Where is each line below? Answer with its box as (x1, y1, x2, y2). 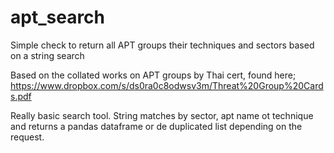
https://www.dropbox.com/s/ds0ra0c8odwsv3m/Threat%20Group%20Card (10, 79, 324, 91)
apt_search (10, 6, 106, 29)
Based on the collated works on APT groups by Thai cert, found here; (10, 69, 297, 81)
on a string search (10, 49, 85, 61)
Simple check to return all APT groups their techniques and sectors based (10, 39, 315, 51)
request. (10, 131, 45, 143)
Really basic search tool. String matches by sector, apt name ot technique (10, 109, 314, 121)
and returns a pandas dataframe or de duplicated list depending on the (10, 120, 303, 132)
